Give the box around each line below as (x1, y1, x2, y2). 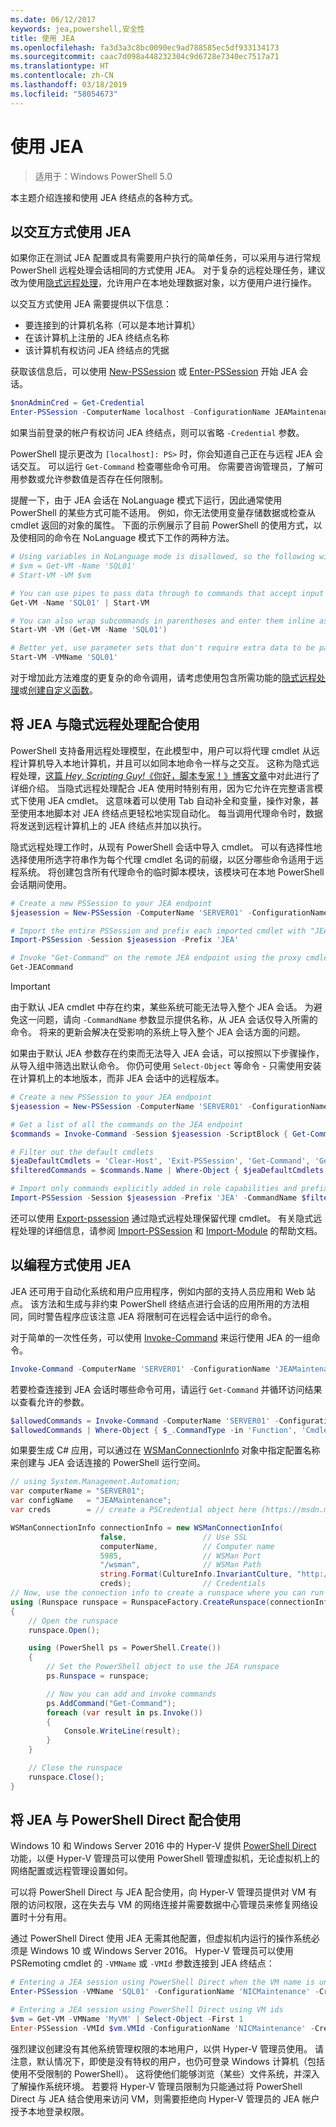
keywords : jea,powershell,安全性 (10, 24, 145, 34)
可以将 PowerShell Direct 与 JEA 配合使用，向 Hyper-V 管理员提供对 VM (10, 1886, 307, 1898)
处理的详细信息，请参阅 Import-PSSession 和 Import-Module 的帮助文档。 (18, 1224, 323, 1236)
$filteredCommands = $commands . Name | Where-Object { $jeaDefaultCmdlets (10, 1166, 325, 1176)
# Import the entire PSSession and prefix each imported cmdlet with (10, 926, 307, 936)
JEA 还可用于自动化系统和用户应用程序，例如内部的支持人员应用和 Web (10, 1285, 305, 1297)
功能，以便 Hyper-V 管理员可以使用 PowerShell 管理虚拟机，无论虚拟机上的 (10, 1852, 320, 1865)
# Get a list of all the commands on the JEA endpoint (10, 1119, 244, 1130)
